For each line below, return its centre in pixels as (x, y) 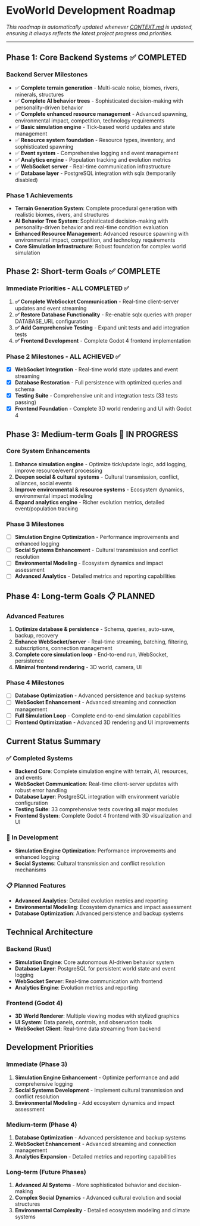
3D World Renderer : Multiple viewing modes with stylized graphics (97, 1016)
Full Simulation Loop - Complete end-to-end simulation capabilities (98, 715)
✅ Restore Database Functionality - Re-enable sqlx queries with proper (103, 315)
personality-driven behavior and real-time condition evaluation (91, 227)
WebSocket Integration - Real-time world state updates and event (96, 369)
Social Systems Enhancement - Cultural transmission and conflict (96, 550)
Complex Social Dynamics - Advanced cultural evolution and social (98, 1198)
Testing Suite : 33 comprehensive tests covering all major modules (96, 809)
